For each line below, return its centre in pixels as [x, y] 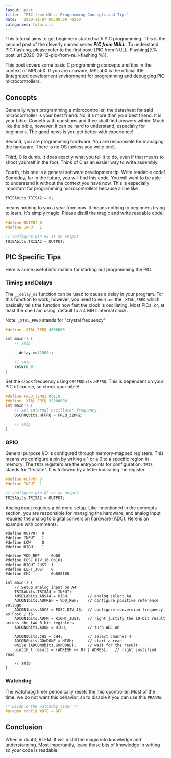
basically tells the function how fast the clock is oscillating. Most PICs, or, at [85, 305]
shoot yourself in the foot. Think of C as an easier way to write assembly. [82, 162]
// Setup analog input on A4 [45, 587]
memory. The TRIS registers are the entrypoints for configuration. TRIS [79, 464]
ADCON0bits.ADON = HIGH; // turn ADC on [67, 627]
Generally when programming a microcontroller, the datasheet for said [79, 110]
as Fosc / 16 [19, 614]
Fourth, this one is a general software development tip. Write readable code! [85, 172]
